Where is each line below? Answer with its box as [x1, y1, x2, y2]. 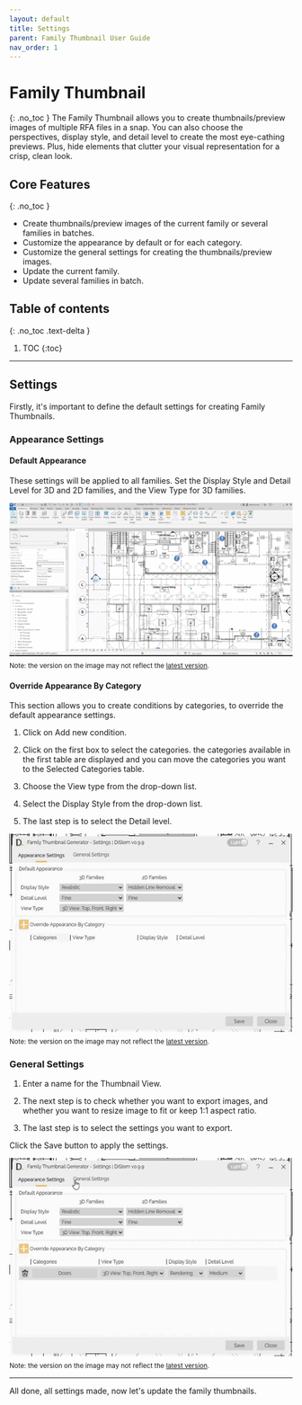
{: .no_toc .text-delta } [9, 325, 91, 336]
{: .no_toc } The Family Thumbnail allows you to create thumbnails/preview [9, 112, 286, 123]
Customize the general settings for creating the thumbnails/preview [22, 247, 272, 257]
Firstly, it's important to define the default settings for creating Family [9, 401, 266, 412]
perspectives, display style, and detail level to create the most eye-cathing [9, 131, 285, 143]
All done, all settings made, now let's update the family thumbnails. [9, 1385, 257, 1396]
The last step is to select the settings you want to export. [22, 1123, 233, 1134]
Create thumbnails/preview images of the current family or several [22, 218, 268, 228]
